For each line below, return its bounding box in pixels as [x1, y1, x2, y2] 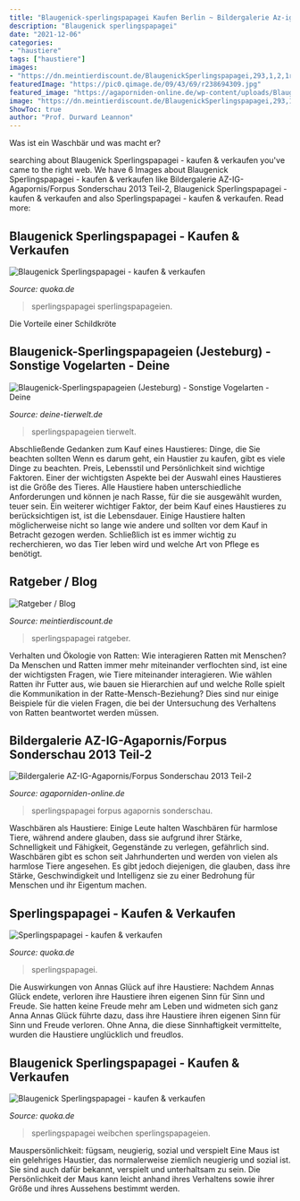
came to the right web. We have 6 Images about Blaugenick [9, 165, 229, 176]
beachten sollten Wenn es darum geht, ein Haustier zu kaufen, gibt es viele [9, 453, 286, 464]
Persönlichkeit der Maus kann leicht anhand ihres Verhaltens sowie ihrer [9, 1174, 275, 1184]
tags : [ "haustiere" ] [9, 55, 87, 64]
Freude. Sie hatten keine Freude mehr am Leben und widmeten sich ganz [9, 1000, 279, 1012]
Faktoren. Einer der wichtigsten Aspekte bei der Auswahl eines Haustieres [9, 472, 282, 483]
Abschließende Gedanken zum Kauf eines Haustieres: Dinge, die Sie [9, 443, 261, 454]
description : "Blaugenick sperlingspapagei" [9, 21, 178, 30]
